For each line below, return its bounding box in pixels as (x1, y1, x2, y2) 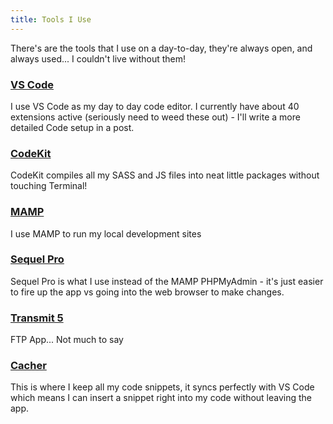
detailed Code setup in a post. (10, 121, 135, 133)
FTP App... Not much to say (10, 334, 124, 346)
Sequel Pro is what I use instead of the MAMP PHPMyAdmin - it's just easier (10, 275, 324, 287)
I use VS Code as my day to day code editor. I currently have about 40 (10, 100, 300, 112)
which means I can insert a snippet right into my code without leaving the (10, 392, 313, 404)
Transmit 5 (10, 311, 64, 325)
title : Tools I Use (10, 14, 92, 25)
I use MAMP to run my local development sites (10, 227, 202, 240)
